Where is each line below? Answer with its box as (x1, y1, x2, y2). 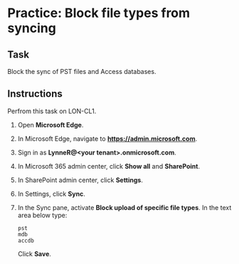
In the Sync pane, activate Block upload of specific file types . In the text (17, 203, 232, 211)
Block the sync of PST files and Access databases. (7, 68, 156, 75)
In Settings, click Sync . (17, 189, 85, 198)
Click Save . (17, 249, 52, 258)
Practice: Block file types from (7, 5, 191, 21)
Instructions (7, 88, 63, 100)
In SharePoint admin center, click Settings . (17, 176, 144, 184)
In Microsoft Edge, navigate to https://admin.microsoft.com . (17, 134, 198, 143)
